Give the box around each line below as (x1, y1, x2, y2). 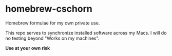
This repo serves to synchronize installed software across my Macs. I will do (5, 30, 167, 36)
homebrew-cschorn (5, 3, 92, 15)
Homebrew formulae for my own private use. (5, 20, 100, 26)
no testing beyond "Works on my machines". (5, 35, 100, 41)
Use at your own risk (5, 45, 50, 51)
